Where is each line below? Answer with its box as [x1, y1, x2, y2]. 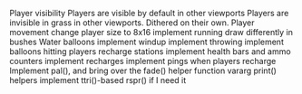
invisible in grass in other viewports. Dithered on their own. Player [9, 17, 256, 28]
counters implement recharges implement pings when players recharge [9, 56, 277, 66]
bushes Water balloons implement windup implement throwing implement [9, 36, 284, 47]
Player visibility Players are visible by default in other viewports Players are [9, 8, 289, 18]
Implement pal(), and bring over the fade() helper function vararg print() [9, 65, 277, 76]
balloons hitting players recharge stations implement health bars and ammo [9, 46, 292, 57]
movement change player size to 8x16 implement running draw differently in [9, 27, 293, 37]
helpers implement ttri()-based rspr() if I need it [9, 75, 187, 85]
